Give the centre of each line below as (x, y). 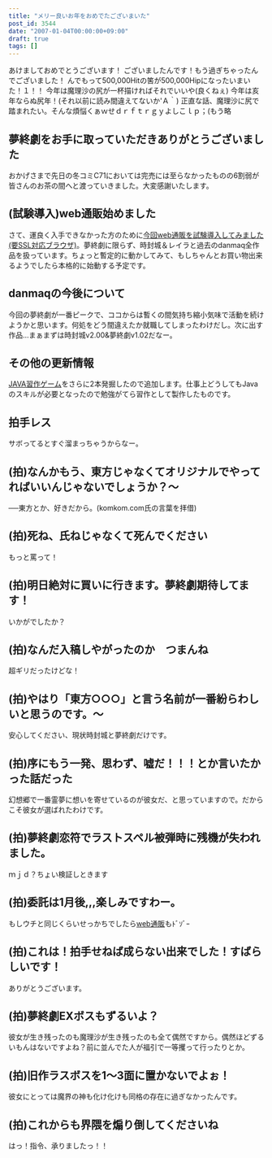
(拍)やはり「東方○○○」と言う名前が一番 (112, 699)
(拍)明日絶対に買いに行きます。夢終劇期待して (124, 585)
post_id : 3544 (32, 24)
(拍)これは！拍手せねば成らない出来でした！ (119, 952)
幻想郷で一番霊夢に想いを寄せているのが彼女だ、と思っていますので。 (125, 800)
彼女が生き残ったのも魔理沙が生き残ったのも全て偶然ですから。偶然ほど (129, 1037)
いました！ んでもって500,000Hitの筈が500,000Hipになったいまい (140, 81)
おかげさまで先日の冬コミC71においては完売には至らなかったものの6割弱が (134, 175)
